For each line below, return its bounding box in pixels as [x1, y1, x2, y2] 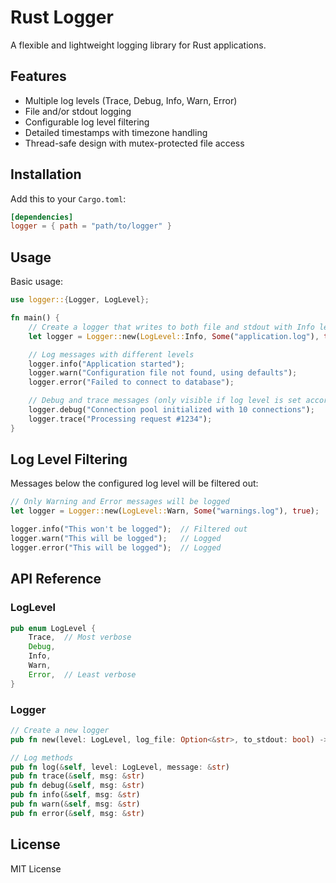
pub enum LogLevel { [10, 623, 97, 633]
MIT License [10, 862, 62, 875]
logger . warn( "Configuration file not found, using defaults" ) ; [28, 368, 298, 378]
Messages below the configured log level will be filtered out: [10, 477, 259, 490]
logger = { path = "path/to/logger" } [10, 221, 172, 231]
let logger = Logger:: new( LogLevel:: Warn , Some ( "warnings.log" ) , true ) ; [10, 506, 320, 516]
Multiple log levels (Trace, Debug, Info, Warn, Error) [24, 94, 238, 106]
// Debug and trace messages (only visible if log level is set [28, 396, 302, 406]
